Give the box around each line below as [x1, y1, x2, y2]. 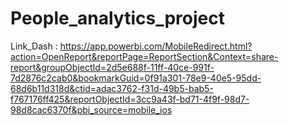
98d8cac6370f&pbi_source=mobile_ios [10, 103, 173, 116]
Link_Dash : [10, 40, 58, 52]
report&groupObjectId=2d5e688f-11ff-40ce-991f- [10, 61, 215, 73]
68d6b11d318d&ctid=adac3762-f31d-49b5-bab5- [10, 82, 214, 94]
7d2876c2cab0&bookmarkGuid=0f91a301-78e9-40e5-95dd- [10, 72, 262, 84]
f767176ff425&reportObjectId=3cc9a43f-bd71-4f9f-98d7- [10, 93, 250, 105]
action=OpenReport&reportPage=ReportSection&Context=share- [10, 50, 279, 62]
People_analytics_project [10, 7, 225, 30]
